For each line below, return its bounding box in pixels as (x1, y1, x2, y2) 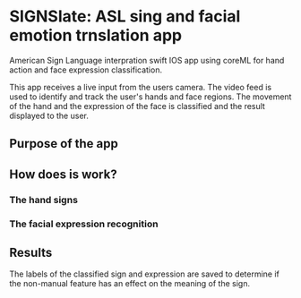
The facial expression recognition (9, 217, 159, 230)
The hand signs (9, 193, 79, 206)
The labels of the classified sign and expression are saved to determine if (9, 268, 280, 279)
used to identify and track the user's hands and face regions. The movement (9, 91, 292, 102)
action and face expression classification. (9, 64, 163, 75)
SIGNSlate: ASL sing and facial (9, 6, 241, 27)
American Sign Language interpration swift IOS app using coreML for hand (9, 55, 285, 65)
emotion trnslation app (9, 25, 182, 46)
